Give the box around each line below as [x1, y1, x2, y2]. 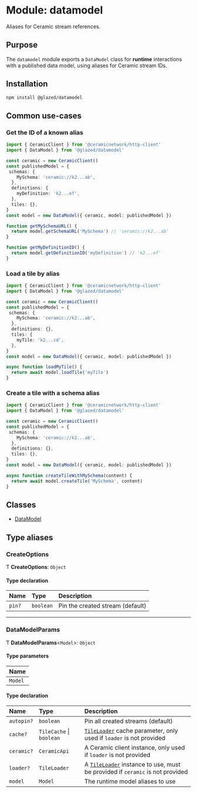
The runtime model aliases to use [84, 777, 176, 785]
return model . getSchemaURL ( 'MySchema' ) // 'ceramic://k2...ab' [11, 229, 169, 235]
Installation [6, 79, 48, 89]
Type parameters [6, 653, 49, 660]
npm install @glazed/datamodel [6, 95, 83, 101]
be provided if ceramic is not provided [84, 768, 188, 776]
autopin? [9, 718, 33, 724]
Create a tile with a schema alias [6, 389, 100, 397]
